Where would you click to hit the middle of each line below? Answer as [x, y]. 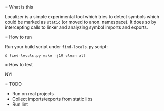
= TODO [14, 84]
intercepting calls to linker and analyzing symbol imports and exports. [77, 27]
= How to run [19, 37]
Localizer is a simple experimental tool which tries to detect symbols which [82, 17]
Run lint [20, 104]
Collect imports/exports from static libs [52, 99]
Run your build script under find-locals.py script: [57, 46]
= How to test [19, 65]
